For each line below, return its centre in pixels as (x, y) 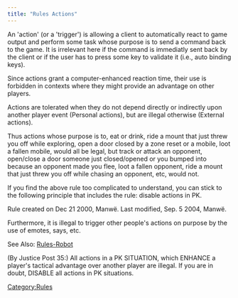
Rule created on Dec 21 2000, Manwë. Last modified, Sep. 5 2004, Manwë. (117, 209)
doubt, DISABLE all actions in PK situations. (71, 273)
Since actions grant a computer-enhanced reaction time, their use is (107, 78)
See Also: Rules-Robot (40, 244)
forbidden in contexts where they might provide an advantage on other (111, 85)
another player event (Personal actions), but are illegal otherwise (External (116, 115)
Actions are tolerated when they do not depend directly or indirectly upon (115, 107)
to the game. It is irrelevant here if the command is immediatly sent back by (118, 49)
